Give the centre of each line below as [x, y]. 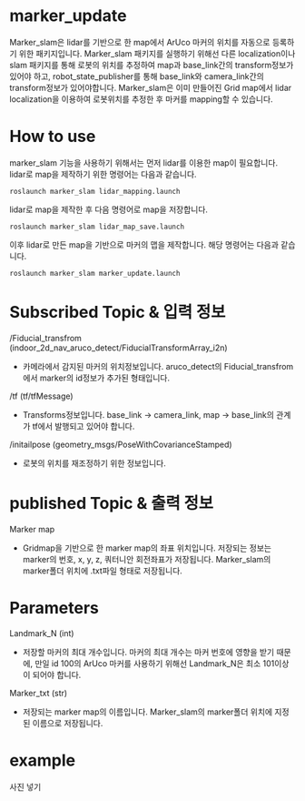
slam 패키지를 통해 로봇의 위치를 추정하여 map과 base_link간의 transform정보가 [152, 65]
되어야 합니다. [57, 674]
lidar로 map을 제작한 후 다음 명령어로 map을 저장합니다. [109, 209]
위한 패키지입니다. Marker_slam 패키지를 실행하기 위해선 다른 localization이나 [157, 53]
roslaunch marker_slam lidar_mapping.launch [95, 191]
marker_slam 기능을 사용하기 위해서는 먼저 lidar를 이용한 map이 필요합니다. [144, 162]
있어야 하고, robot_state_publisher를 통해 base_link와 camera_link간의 [137, 76]
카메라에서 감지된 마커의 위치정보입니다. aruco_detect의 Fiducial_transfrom [158, 366]
